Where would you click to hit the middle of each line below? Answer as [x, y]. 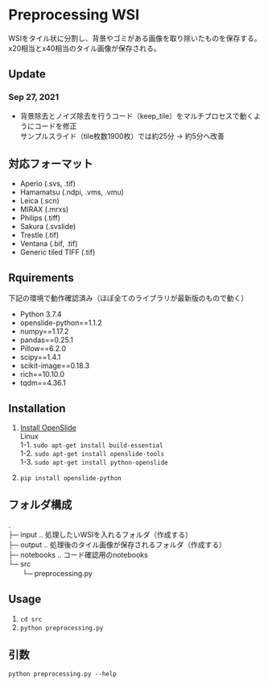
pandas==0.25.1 [47, 340]
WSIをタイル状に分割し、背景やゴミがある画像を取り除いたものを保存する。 [135, 38]
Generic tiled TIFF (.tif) [58, 253]
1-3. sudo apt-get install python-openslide [94, 462]
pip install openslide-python [71, 479]
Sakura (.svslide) [48, 227]
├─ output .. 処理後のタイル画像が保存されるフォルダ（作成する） [118, 544]
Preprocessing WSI [74, 15]
